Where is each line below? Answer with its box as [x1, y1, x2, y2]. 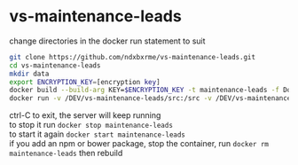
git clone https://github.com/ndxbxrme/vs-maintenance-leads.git [9, 52, 255, 61]
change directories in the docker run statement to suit [9, 35, 206, 46]
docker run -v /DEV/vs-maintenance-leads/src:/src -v [9, 94, 213, 103]
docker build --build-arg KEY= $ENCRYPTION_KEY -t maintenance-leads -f [9, 86, 279, 95]
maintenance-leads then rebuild [9, 148, 123, 159]
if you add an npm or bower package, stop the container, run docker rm [9, 138, 269, 149]
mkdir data [9, 69, 50, 78]
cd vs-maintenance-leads [9, 60, 101, 70]
